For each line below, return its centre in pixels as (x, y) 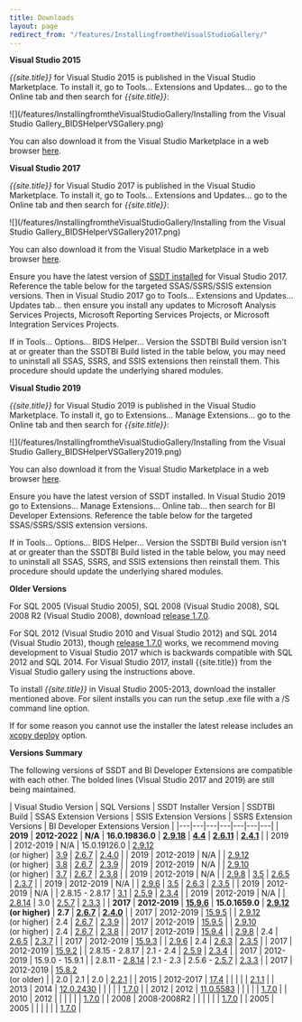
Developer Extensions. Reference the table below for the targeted (131, 516)
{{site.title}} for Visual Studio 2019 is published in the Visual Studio (133, 406)
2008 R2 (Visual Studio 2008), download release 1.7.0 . (110, 616)
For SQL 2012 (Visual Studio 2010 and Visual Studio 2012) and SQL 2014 (143, 633)
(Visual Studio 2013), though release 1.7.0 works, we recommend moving (144, 643)
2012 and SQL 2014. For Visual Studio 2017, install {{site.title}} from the (141, 662)
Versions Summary (46, 753)
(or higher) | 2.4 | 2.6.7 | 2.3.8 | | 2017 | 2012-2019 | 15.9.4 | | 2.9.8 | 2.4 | (144, 932)
